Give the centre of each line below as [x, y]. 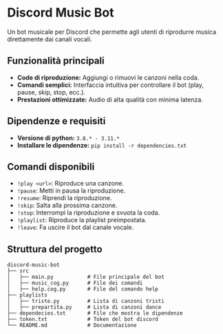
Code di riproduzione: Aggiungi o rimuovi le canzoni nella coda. [108, 77]
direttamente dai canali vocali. [50, 39]
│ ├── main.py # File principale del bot [86, 277]
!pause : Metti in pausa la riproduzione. [71, 190]
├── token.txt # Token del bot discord [83, 320]
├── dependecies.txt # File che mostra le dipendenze [95, 313]
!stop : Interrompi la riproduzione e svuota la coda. [88, 213]
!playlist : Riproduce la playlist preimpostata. [82, 220]
